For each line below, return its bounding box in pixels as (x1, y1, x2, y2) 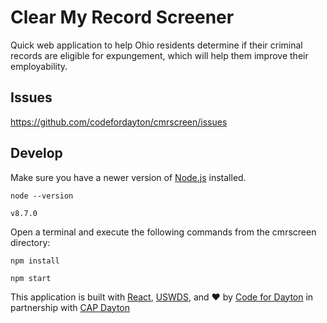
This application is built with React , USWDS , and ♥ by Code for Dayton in (10, 291, 314, 303)
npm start (10, 273, 52, 283)
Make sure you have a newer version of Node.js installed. (10, 171, 247, 183)
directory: (10, 236, 51, 248)
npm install (10, 256, 60, 266)
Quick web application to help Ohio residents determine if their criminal (10, 39, 303, 51)
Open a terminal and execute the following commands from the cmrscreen (10, 226, 317, 238)
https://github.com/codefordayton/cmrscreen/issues (10, 116, 228, 128)
